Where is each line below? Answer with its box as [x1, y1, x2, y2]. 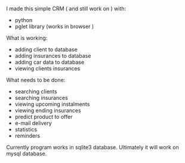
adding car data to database [14, 59, 85, 65]
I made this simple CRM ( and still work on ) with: [6, 5, 127, 12]
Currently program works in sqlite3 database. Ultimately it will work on [6, 144, 179, 151]
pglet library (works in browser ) [14, 23, 94, 30]
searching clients [14, 88, 57, 95]
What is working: [6, 35, 48, 41]
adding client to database [14, 46, 78, 53]
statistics [14, 126, 38, 133]
